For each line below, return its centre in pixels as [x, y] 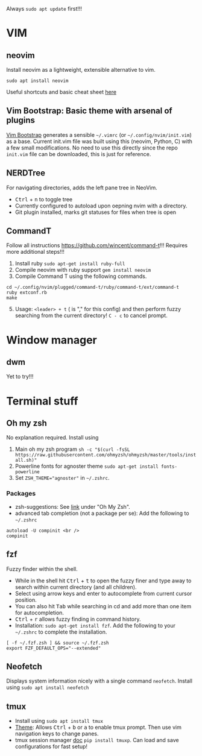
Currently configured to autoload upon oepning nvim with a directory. [101, 206]
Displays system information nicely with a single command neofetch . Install [99, 681]
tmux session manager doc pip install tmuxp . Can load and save [97, 740]
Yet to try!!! [20, 377]
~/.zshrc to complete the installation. [61, 632]
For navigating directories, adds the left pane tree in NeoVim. [82, 187]
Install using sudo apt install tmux [59, 721]
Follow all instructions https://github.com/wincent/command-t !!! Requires [97, 245]
